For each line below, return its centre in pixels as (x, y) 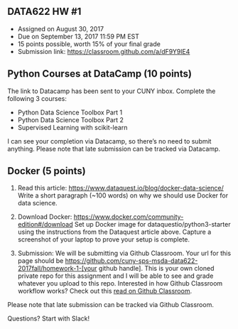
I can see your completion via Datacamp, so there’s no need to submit (109, 141)
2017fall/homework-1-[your (57, 269)
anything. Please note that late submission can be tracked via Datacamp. (114, 149)
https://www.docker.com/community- (129, 217)
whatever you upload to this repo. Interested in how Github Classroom (120, 284)
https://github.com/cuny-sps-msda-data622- (131, 261)
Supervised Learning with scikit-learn (72, 127)
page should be (40, 261)
